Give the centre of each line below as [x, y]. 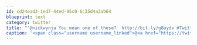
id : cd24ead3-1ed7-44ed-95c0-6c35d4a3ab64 [59, 11]
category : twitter [28, 22]
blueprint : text [26, 17]
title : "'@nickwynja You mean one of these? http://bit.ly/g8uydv [90, 28]
